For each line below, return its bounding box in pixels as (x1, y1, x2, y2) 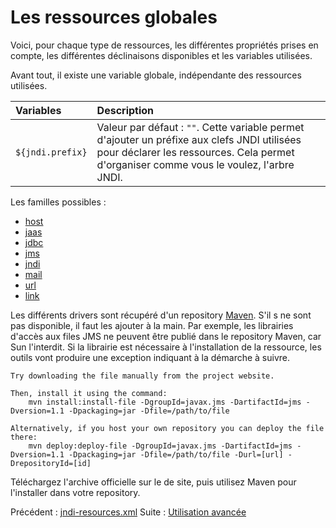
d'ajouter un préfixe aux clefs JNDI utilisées (96, 132, 302, 146)
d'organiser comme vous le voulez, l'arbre (96, 157, 295, 171)
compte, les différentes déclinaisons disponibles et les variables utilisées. (10, 49, 313, 61)
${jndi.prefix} (15, 146, 88, 158)
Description (96, 103, 155, 117)
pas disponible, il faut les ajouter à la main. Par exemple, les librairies (10, 319, 294, 331)
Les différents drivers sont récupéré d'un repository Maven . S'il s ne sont (10, 309, 312, 321)
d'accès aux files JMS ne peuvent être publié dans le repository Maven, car (10, 330, 322, 342)
